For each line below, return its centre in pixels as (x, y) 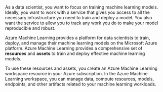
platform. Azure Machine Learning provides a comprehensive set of (74, 48)
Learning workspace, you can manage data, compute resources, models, (80, 79)
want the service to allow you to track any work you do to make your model (81, 23)
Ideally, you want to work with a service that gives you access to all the (77, 12)
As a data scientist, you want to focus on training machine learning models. (81, 7)
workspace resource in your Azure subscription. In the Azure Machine (77, 73)
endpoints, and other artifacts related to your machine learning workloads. (81, 84)
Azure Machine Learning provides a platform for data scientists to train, (78, 38)
